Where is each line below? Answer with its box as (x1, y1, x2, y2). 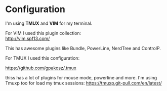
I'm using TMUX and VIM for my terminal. (5, 20, 93, 26)
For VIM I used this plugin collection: (5, 30, 81, 36)
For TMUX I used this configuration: (5, 55, 80, 61)
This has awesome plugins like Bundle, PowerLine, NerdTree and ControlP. (5, 45, 161, 51)
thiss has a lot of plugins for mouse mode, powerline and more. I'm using (5, 74, 157, 80)
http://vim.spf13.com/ (5, 35, 50, 41)
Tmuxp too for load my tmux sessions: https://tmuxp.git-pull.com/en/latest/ (5, 80, 162, 86)
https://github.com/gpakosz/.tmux (5, 65, 77, 71)
